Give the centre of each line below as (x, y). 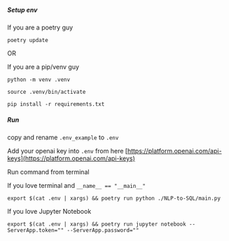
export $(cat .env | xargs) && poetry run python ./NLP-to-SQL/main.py (114, 198)
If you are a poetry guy (40, 27)
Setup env (22, 10)
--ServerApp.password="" (103, 230)
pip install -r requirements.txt (56, 104)
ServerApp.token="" (36, 230)
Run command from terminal (48, 172)
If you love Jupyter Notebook (49, 211)
